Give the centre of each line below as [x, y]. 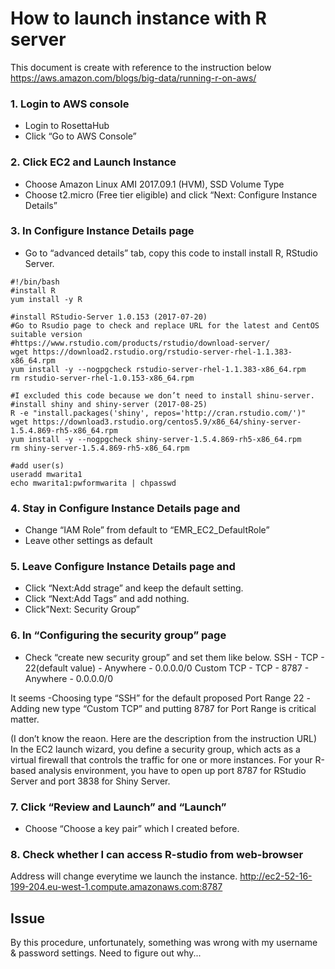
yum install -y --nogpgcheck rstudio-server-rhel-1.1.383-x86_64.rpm [158, 369]
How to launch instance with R [138, 18]
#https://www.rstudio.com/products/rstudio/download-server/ [140, 343]
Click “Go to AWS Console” [80, 136]
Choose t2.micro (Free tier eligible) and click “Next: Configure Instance [171, 194]
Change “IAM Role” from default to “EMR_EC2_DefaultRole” [147, 530]
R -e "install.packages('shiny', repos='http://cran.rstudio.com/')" [158, 413]
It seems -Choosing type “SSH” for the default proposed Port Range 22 [157, 698]
